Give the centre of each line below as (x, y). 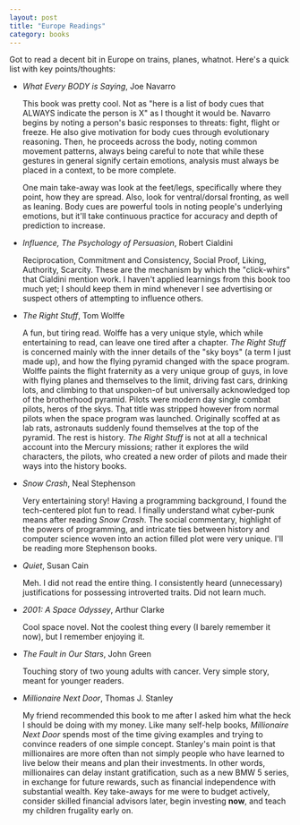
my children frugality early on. (77, 811)
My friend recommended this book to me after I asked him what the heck (157, 716)
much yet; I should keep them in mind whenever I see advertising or (147, 289)
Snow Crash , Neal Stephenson (79, 483)
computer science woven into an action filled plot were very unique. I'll (153, 539)
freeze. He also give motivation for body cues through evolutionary (146, 132)
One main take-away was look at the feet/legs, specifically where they (152, 188)
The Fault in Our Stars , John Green (87, 654)
